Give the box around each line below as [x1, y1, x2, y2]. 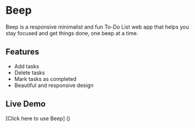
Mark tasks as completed [14, 75, 77, 82]
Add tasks [14, 63, 39, 70]
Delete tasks [14, 69, 45, 76]
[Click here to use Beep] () [5, 114, 71, 122]
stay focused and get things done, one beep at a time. [5, 29, 138, 36]
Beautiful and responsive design [14, 82, 94, 89]
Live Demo [5, 99, 46, 109]
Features [5, 47, 39, 57]
